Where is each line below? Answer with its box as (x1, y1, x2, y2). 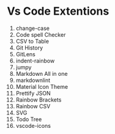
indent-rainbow (15, 57, 55, 64)
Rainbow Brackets (15, 96, 62, 103)
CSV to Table (15, 37, 50, 45)
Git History (15, 44, 43, 51)
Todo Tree (15, 115, 42, 123)
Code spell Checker (15, 31, 66, 38)
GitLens (15, 50, 35, 58)
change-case (15, 24, 50, 32)
